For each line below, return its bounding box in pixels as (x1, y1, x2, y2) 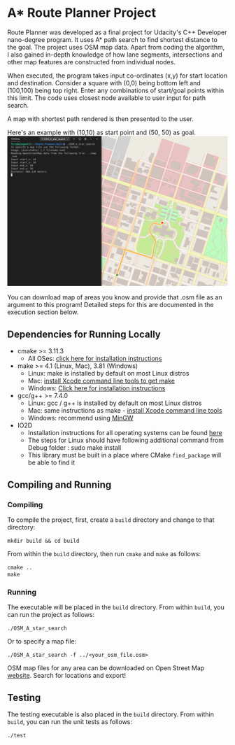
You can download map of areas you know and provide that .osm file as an (7, 293, 222, 301)
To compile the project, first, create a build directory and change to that (7, 516, 215, 524)
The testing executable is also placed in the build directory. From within (7, 710, 215, 718)
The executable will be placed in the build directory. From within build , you (7, 603, 225, 611)
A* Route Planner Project (7, 5, 156, 21)
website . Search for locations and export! (7, 672, 127, 680)
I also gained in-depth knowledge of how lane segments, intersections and (7, 50, 222, 59)
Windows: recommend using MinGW (27, 414, 134, 423)
